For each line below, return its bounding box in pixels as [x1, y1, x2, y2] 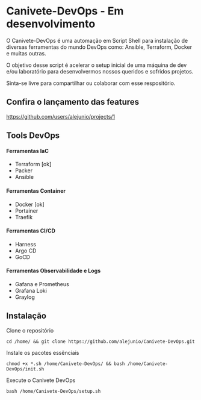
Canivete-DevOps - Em [6, 4, 124, 18]
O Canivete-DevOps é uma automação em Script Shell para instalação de [6, 37, 188, 44]
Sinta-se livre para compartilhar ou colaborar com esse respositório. [6, 80, 176, 87]
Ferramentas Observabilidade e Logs [6, 267, 101, 275]
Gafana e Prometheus [14, 280, 69, 287]
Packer [14, 167, 33, 174]
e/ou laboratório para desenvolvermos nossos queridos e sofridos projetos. [6, 67, 194, 75]
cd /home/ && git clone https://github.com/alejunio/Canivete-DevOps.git [6, 339, 196, 345]
